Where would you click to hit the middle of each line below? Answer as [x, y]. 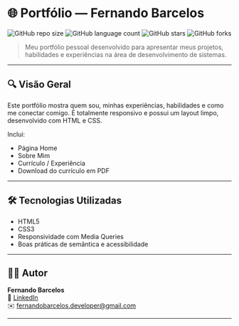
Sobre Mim [34, 155]
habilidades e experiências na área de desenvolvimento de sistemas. [126, 54]
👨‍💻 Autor [28, 273]
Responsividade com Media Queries [71, 236]
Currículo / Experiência [51, 163]
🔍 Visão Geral [39, 84]
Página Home [37, 148]
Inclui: [16, 134]
